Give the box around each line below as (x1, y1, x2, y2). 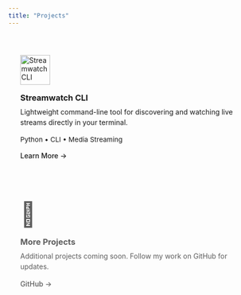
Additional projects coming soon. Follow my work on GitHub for (20, 251, 228, 261)
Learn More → (20, 150, 68, 160)
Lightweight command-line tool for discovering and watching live (20, 107, 233, 116)
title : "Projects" (8, 11, 69, 20)
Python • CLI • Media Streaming (20, 134, 123, 144)
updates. (20, 262, 49, 271)
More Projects (20, 236, 76, 247)
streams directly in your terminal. (20, 117, 129, 127)
